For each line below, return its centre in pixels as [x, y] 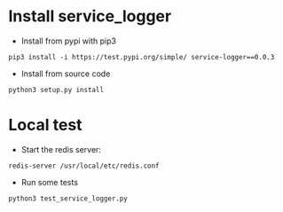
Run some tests [50, 182]
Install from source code [66, 74]
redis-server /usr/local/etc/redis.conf [84, 166]
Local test [45, 125]
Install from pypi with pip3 [69, 41]
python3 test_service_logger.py [68, 198]
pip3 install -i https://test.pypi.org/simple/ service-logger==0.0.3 [141, 57]
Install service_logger [90, 16]
